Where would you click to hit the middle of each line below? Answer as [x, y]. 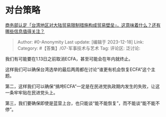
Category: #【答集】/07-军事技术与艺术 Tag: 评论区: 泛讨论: [79, 48]
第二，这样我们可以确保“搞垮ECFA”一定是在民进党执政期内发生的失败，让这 [82, 86]
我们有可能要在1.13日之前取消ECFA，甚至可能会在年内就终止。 [69, 58]
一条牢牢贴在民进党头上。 [31, 92]
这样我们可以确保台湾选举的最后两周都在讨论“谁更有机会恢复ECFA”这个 [78, 69]
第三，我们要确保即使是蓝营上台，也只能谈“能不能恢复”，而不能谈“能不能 [80, 103]
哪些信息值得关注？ [25, 31]
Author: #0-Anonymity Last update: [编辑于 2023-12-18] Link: [80, 42]
